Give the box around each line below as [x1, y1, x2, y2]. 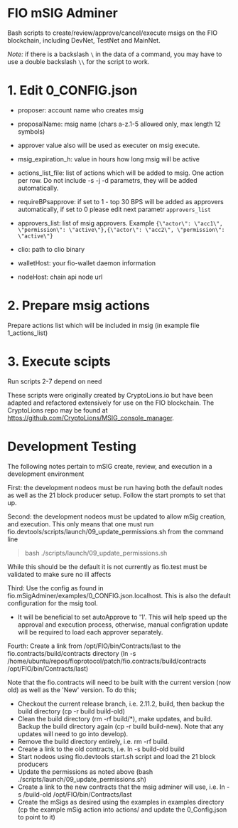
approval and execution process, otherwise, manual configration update [17, 620, 229, 629]
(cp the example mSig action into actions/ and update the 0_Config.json [17, 805, 227, 814]
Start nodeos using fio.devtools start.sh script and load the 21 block [17, 752, 216, 760]
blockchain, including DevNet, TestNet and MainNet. [7, 36, 161, 44]
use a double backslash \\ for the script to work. [7, 57, 150, 65]
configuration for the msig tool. [7, 599, 98, 607]
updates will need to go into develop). [17, 729, 129, 738]
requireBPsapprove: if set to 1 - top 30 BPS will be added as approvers [17, 197, 224, 206]
